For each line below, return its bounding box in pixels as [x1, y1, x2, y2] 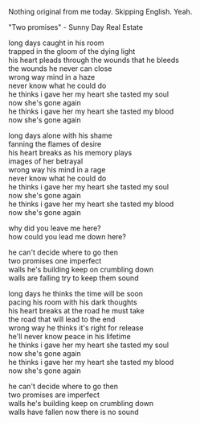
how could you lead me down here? [8, 232, 127, 241]
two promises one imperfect [8, 256, 102, 265]
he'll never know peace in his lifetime [8, 332, 131, 341]
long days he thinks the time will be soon [8, 289, 143, 298]
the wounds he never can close [8, 64, 112, 73]
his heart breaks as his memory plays [8, 148, 133, 157]
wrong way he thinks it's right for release [8, 323, 144, 333]
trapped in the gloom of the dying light [8, 47, 136, 56]
